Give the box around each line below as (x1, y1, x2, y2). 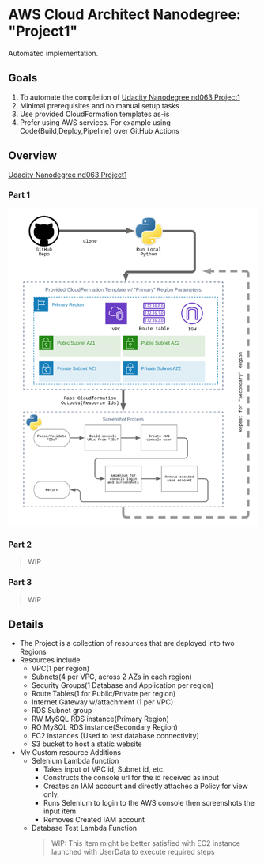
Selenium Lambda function (31, 756, 119, 766)
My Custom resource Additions (19, 748, 121, 757)
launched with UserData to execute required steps (51, 847, 215, 857)
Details (8, 617, 43, 631)
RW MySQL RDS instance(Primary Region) (31, 714, 170, 724)
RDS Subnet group (31, 706, 92, 715)
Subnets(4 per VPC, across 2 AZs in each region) (31, 672, 192, 681)
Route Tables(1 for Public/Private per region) (31, 689, 176, 699)
